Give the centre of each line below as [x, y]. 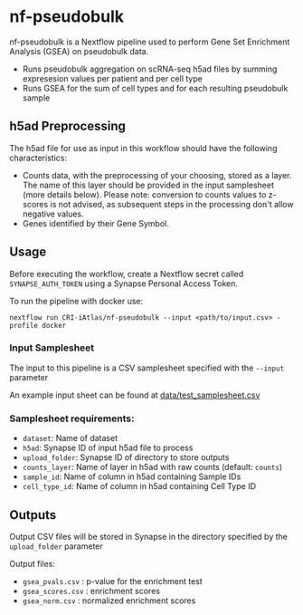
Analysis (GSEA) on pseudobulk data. [79, 51]
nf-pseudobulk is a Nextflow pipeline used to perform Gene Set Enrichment [150, 42]
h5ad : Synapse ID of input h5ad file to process [108, 448]
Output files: [33, 563]
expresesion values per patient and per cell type [113, 78]
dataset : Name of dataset [70, 438]
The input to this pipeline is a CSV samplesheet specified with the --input [147, 368]
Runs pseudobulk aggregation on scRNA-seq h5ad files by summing [150, 69]
